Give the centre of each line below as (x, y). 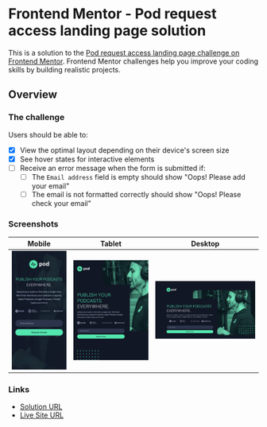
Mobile (39, 243)
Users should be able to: (48, 134)
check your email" (61, 203)
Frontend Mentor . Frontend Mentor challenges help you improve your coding (133, 61)
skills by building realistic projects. (64, 69)
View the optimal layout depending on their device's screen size (124, 150)
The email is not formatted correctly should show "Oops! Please (136, 194)
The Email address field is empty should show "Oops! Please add (139, 177)
